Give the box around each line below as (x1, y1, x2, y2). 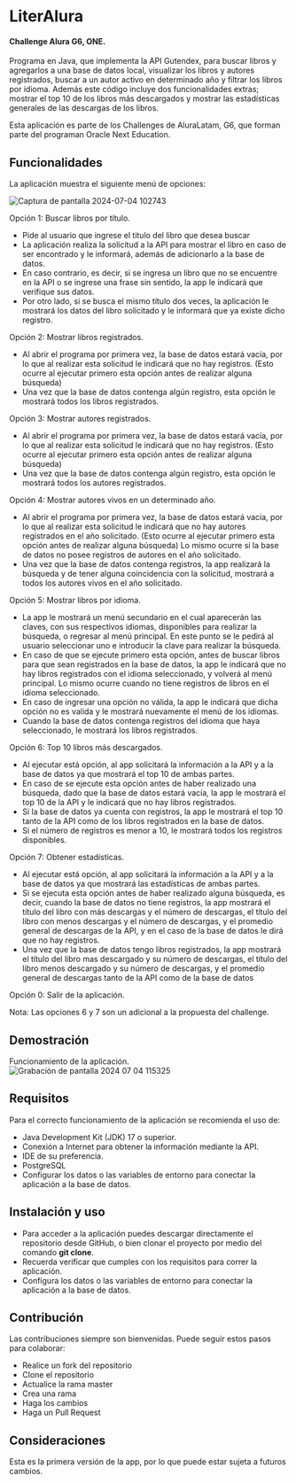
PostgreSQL (21, 1160, 66, 1170)
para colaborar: (9, 1343, 66, 1354)
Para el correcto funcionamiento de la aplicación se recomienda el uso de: (9, 1114, 281, 1125)
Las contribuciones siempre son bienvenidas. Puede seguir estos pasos (9, 1333, 272, 1344)
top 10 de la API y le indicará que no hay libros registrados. (21, 797, 237, 808)
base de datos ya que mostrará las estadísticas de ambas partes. (21, 879, 261, 889)
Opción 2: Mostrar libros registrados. (9, 332, 144, 343)
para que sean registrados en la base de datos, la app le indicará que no (21, 659, 286, 670)
